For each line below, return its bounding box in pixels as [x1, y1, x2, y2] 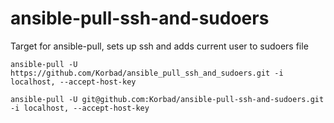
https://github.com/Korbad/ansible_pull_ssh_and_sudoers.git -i [10, 68, 284, 78]
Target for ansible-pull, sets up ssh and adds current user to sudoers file [10, 40, 309, 52]
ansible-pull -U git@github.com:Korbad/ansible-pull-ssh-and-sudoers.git [10, 94, 325, 104]
